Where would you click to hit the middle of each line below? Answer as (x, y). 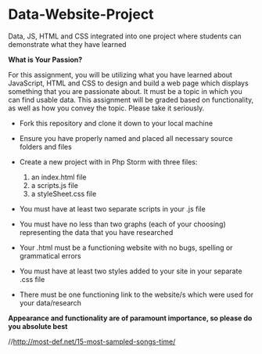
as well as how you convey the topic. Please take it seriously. (106, 108)
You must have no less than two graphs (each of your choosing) (123, 224)
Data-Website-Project (81, 14)
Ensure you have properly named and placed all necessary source (126, 138)
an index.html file (59, 177)
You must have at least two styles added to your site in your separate (131, 271)
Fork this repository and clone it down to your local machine (116, 123)
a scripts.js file (54, 185)
